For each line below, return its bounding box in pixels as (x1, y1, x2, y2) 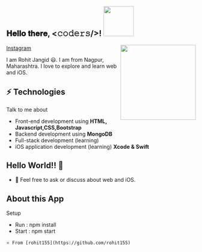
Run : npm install (14, 221, 57, 229)
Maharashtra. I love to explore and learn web (6, 62, 117, 70)
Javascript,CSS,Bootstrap (14, 124, 82, 131)
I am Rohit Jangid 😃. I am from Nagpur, (6, 56, 104, 63)
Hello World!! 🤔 (6, 160, 64, 171)
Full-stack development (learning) (14, 136, 99, 144)
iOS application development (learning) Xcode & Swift (14, 143, 149, 150)
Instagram (6, 44, 31, 52)
